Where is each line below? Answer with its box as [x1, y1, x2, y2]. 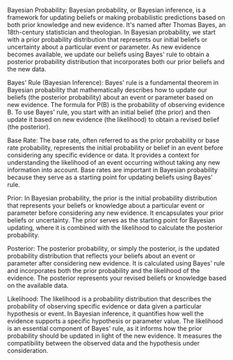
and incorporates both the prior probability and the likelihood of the [7, 267, 200, 275]
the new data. [7, 65, 47, 73]
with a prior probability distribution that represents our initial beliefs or [7, 35, 207, 44]
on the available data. [7, 281, 69, 289]
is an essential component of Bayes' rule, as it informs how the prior [7, 325, 202, 332]
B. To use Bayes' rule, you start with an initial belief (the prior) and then [7, 108, 211, 116]
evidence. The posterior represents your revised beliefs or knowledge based [7, 274, 227, 282]
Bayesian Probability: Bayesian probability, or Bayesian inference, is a [7, 6, 207, 14]
